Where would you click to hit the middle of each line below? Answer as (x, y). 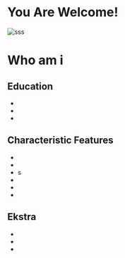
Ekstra (22, 217)
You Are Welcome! (63, 12)
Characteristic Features (61, 141)
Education (30, 86)
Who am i (35, 60)
